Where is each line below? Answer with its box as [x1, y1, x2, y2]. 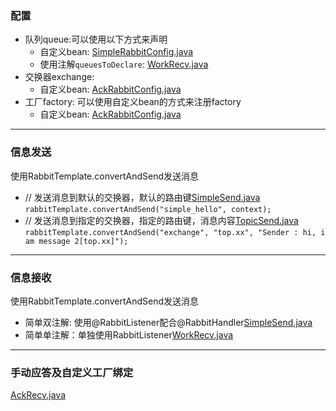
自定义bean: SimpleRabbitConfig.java [39, 46, 194, 58]
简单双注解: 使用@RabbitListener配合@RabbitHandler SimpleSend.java [24, 316, 313, 328]
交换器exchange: [24, 71, 95, 83]
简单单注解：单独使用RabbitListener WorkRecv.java [24, 328, 234, 341]
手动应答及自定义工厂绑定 [10, 365, 134, 379]
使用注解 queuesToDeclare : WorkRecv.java [39, 58, 209, 71]
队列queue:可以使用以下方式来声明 [24, 33, 168, 46]
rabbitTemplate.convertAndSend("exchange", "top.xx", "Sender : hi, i [24, 227, 326, 237]
